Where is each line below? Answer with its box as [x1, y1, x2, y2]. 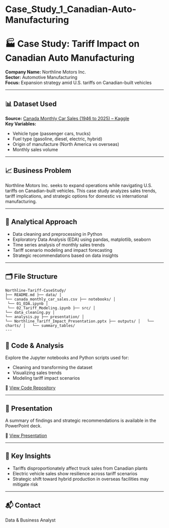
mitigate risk [12, 481, 39, 487]
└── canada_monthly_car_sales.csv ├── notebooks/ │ [5, 297, 116, 302]
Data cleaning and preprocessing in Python [12, 231, 102, 237]
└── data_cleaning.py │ [5, 310, 55, 315]
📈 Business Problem [5, 166, 71, 175]
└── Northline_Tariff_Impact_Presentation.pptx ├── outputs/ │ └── [5, 319, 154, 324]
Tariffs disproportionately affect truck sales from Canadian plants [12, 465, 148, 471]
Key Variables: [5, 121, 37, 127]
